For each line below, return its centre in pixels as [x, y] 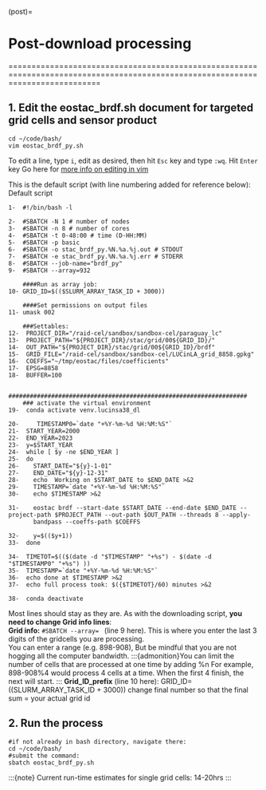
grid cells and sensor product [83, 120]
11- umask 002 [32, 312]
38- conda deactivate [46, 598]
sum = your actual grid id [49, 698]
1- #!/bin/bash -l [41, 207]
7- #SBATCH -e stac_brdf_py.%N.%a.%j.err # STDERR [96, 256]
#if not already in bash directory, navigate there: [98, 741]
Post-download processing [100, 44]
